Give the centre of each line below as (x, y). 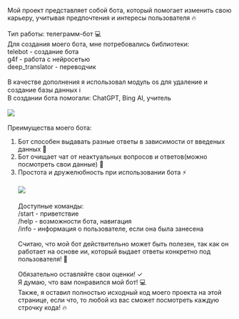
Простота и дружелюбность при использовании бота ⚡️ (102, 172)
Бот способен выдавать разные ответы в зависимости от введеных (121, 141)
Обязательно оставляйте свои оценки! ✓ (80, 274)
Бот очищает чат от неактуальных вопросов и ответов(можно (112, 157)
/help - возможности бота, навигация (75, 221)
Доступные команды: (51, 206)
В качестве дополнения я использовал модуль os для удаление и (108, 82)
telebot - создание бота (43, 52)
